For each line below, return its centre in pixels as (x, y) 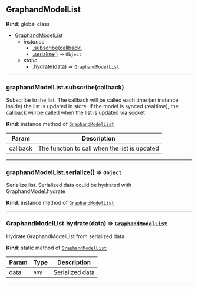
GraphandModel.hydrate (36, 191)
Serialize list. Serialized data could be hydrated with (69, 185)
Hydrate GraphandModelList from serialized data (65, 236)
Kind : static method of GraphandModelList (57, 248)
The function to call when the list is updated (98, 148)
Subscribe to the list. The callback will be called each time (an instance (92, 100)
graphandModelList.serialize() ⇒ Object (64, 172)
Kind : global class (28, 24)
